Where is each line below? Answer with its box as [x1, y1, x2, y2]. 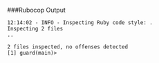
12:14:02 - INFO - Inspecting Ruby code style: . [7, 19, 153, 26]
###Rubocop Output [7, 6, 66, 14]
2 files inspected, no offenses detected [7, 44, 129, 51]
